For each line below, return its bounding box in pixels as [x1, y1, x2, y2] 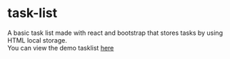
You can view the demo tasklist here [7, 43, 114, 52]
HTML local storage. [7, 36, 68, 44]
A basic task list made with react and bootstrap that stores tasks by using [7, 28, 224, 37]
